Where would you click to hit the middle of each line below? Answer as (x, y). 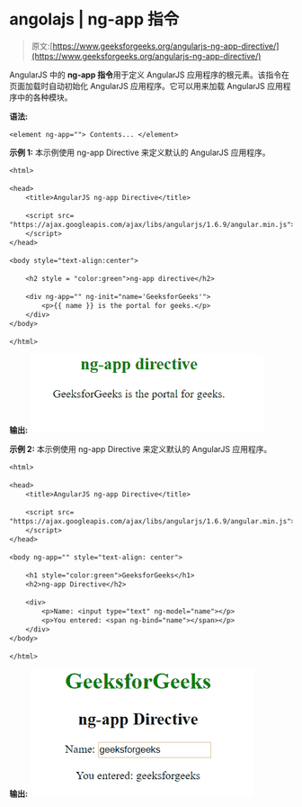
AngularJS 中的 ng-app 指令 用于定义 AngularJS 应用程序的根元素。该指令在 (149, 75)
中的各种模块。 (44, 97)
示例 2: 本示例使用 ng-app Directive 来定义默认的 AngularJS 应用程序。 (141, 449)
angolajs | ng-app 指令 (94, 19)
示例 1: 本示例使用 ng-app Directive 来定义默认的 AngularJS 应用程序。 (140, 152)
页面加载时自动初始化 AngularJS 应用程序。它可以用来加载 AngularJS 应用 (146, 86)
